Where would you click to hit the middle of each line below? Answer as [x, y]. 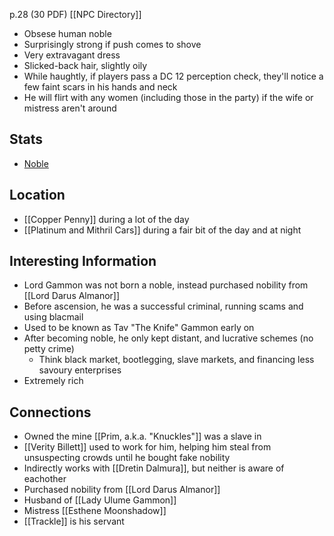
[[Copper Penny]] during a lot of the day [106, 219]
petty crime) [49, 349]
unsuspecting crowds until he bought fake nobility [127, 458]
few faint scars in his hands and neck [100, 87]
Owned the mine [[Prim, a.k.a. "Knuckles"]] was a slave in [142, 436]
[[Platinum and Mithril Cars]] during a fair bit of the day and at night [162, 230]
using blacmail [53, 317]
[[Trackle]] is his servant [74, 521]
